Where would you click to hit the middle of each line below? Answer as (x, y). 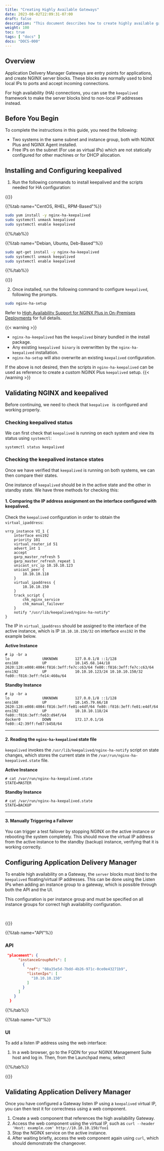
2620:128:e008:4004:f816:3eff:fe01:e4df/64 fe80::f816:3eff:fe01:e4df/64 (82, 707)
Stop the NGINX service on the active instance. (60, 1133)
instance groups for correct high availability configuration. (63, 904)
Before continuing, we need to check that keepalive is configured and (76, 405)
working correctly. (23, 847)
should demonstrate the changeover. (49, 1143)
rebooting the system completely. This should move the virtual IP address (79, 837)
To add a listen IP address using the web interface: (56, 1043)
